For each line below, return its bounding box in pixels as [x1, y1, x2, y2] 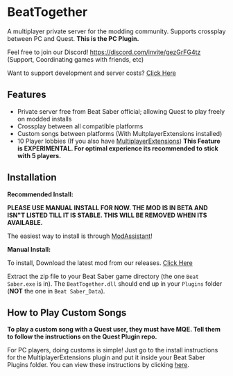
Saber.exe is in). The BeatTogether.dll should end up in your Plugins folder [7, 279, 223, 288]
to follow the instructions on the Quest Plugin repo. [7, 332, 157, 341]
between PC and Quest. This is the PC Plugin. [7, 34, 139, 42]
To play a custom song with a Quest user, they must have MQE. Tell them [7, 325, 221, 334]
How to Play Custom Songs [7, 307, 127, 318]
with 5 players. [17, 151, 61, 160]
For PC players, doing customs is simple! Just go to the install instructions [7, 346, 218, 354]
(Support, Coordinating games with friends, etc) [7, 55, 144, 63]
